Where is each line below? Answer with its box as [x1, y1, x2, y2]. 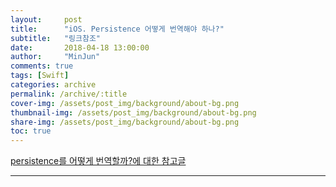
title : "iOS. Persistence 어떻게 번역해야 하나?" [10, 24, 225, 34]
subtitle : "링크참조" [10, 33, 102, 43]
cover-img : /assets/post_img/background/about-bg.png [10, 98, 240, 108]
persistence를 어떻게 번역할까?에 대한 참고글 [10, 155, 187, 167]
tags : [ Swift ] [10, 71, 70, 81]
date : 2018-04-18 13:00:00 [10, 42, 150, 53]
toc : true [10, 126, 52, 136]
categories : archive [10, 80, 97, 90]
